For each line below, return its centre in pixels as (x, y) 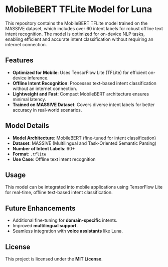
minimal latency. (29, 99)
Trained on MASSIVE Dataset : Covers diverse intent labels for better (83, 105)
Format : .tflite (29, 154)
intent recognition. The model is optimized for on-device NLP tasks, (75, 34)
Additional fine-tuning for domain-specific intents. (65, 220)
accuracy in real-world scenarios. (47, 110)
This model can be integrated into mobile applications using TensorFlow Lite (84, 187)
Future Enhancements (41, 208)
